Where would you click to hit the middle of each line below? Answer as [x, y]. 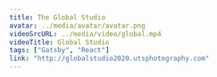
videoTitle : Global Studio [59, 42]
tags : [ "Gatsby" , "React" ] [59, 50]
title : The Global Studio [57, 17]
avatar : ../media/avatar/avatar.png [77, 26]
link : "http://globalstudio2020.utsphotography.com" [109, 58]
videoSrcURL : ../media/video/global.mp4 [86, 34]
